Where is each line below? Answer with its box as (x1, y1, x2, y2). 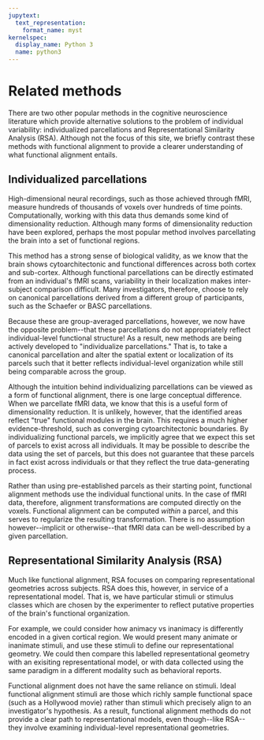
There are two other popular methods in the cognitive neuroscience (8, 108, 228, 117)
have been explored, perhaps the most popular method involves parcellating (8, 227, 256, 236)
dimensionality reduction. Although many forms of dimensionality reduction (8, 218, 253, 229)
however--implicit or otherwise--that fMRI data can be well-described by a (8, 522, 251, 532)
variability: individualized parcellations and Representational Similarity (8, 125, 235, 134)
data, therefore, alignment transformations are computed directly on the (8, 497, 242, 507)
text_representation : (15, 19, 87, 27)
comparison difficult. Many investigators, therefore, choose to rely (34, 284, 249, 294)
